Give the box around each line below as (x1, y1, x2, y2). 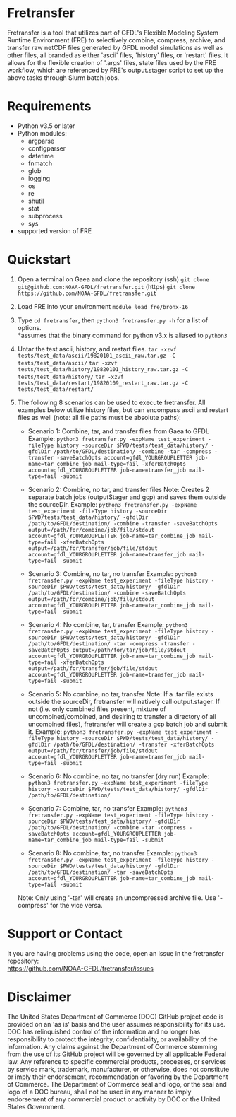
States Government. (7, 1102, 66, 1111)
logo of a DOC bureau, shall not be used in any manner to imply (7, 1087, 192, 1096)
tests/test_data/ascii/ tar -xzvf (17, 359, 118, 367)
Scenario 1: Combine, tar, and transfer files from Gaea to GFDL (27, 426, 210, 435)
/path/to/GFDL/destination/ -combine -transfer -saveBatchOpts (27, 520, 218, 527)
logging (27, 174, 51, 182)
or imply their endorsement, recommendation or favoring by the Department (7, 1072, 228, 1081)
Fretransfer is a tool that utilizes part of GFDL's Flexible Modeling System (7, 28, 219, 37)
